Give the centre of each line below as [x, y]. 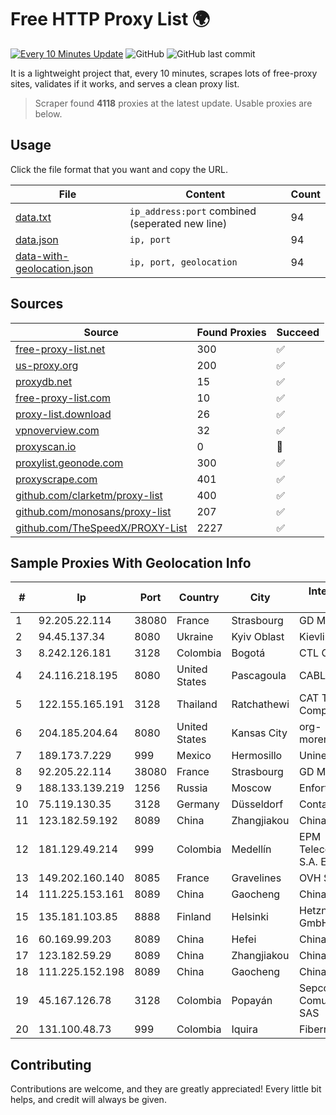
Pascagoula [259, 676]
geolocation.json [54, 268]
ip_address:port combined [193, 211]
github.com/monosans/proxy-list [93, 511]
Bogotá [248, 653]
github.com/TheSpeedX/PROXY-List [101, 528]
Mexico [194, 756]
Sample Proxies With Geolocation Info [131, 562]
